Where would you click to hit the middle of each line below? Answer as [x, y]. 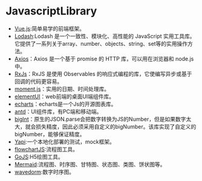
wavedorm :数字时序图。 [44, 172]
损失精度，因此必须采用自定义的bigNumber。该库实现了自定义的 [116, 126]
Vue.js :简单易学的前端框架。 [50, 28]
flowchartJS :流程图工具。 [46, 149]
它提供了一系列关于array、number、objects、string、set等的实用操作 [101, 43]
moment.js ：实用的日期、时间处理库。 [62, 89]
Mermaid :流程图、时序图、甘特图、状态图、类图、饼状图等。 [90, 164]
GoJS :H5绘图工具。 [39, 157]
